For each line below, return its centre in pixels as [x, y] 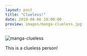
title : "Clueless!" [26, 15]
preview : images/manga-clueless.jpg [43, 24]
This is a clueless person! [31, 48]
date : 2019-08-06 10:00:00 [33, 19]
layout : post [19, 10]
